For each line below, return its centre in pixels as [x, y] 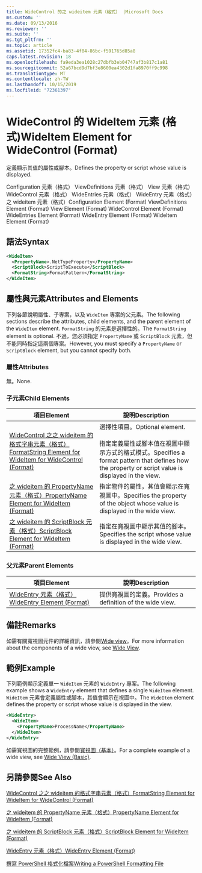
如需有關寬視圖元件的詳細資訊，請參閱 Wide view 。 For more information [95, 641]
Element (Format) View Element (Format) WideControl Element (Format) [95, 208]
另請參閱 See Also [39, 778]
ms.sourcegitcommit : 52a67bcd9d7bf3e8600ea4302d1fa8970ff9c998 [87, 68]
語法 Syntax [28, 242]
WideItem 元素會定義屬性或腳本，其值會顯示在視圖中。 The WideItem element [100, 698]
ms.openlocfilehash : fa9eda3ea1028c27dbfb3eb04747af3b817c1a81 [87, 62]
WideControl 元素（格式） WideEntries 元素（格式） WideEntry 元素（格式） [101, 194]
